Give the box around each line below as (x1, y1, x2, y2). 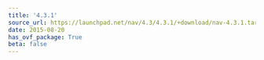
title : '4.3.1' (8, 11, 58, 19)
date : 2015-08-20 (8, 26, 65, 34)
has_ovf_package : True (8, 33, 82, 41)
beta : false (8, 41, 47, 48)
